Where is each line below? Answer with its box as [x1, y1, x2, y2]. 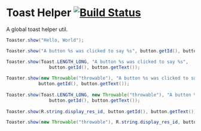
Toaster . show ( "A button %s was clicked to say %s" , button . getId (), [6, 48, 181, 54]
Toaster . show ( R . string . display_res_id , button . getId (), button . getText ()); [6, 108, 199, 114]
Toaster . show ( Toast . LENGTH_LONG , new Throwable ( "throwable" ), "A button [6, 92, 191, 98]
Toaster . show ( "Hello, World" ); [6, 37, 84, 43]
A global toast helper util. [6, 26, 68, 33]
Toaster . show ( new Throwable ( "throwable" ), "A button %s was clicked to [6, 75, 188, 82]
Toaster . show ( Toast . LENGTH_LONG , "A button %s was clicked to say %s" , [6, 58, 188, 65]
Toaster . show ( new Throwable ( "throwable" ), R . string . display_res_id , [6, 119, 181, 125]
